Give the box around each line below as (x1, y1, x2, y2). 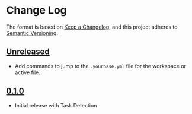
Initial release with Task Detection (14, 102, 97, 109)
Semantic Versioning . (6, 29, 58, 36)
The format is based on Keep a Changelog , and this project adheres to (6, 23, 178, 30)
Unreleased (6, 47, 50, 57)
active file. (14, 69, 40, 76)
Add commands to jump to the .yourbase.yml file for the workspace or (14, 62, 187, 69)
